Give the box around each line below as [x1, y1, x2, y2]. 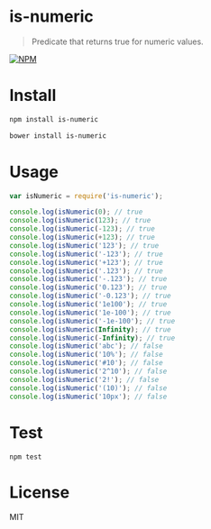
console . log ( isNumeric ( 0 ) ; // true [9, 207, 143, 217]
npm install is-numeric [9, 114, 99, 123]
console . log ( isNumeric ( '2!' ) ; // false [9, 375, 160, 384]
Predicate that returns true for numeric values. [31, 36, 205, 47]
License [9, 482, 70, 502]
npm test [9, 452, 42, 461]
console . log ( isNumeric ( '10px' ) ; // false [9, 392, 168, 401]
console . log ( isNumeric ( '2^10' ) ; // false [9, 367, 168, 376]
